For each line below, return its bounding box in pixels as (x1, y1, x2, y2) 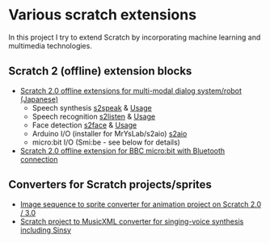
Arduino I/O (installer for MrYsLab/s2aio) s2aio (32, 128, 188, 138)
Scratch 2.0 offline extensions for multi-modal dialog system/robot (19, 86, 243, 95)
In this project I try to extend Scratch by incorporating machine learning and (8, 32, 261, 42)
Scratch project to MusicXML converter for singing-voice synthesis (19, 216, 244, 226)
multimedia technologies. (8, 40, 93, 50)
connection (19, 154, 58, 164)
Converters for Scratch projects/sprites (8, 178, 213, 191)
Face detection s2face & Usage (32, 119, 137, 130)
